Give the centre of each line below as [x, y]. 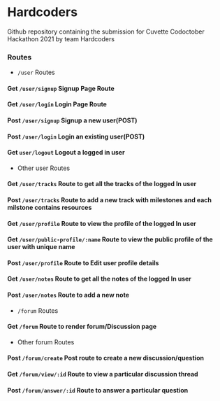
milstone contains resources [50, 207]
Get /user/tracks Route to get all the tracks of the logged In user [102, 184]
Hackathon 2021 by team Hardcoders [61, 38]
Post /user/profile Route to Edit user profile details [83, 262]
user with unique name [41, 247]
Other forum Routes [46, 342]
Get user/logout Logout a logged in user [66, 153]
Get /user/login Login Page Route [57, 104]
